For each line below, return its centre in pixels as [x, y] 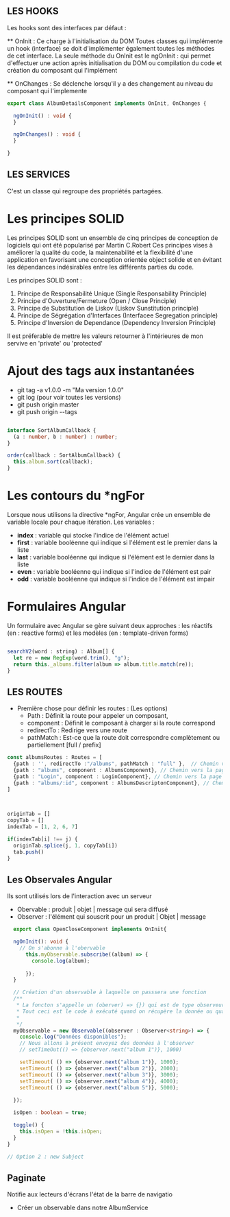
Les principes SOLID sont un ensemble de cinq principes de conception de [113, 238]
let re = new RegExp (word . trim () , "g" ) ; [72, 658]
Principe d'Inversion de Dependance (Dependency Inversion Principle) [116, 322]
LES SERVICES [39, 174]
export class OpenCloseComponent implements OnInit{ [90, 929]
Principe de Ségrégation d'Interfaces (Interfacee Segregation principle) [117, 315]
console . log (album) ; [61, 961]
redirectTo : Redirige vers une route [77, 730]
